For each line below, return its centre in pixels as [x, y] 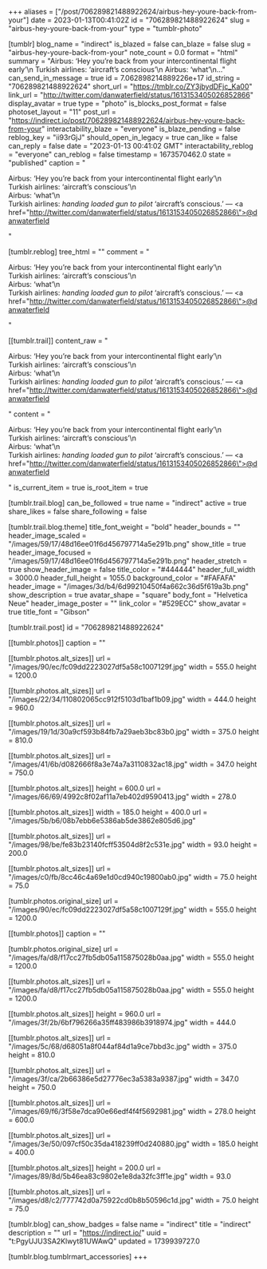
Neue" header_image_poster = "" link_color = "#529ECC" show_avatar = [128, 603]
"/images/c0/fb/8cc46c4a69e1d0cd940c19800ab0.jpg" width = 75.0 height [133, 877]
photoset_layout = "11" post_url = [63, 112]
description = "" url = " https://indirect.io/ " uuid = [88, 1233]
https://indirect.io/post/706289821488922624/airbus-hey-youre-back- [128, 120]
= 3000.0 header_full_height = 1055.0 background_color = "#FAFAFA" [122, 578]
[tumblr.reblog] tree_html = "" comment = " [79, 252]
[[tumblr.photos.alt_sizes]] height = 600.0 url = [85, 788]
